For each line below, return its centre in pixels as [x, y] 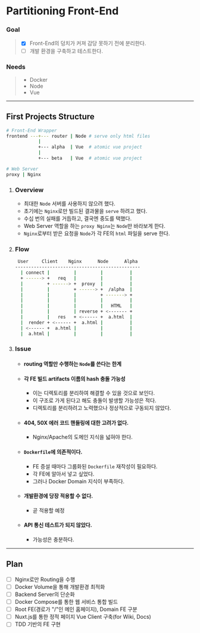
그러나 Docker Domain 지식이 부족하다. [79, 481]
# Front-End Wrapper [32, 130]
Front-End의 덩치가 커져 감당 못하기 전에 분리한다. [88, 44]
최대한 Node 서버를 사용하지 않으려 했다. [70, 203]
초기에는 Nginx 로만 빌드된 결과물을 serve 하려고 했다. [85, 211]
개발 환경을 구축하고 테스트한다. [66, 51]
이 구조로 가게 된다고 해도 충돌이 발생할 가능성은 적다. [94, 400]
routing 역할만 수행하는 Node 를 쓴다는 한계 [73, 364]
